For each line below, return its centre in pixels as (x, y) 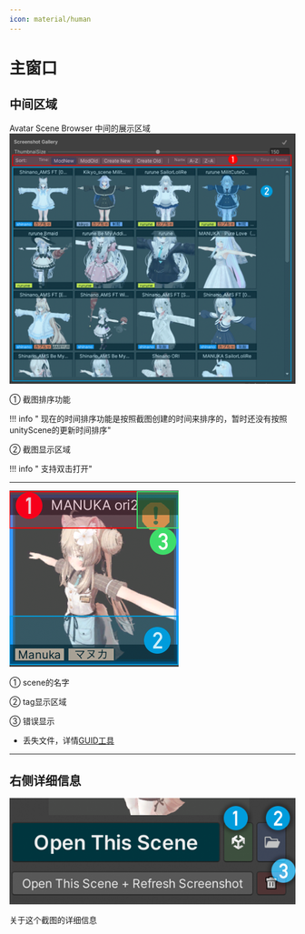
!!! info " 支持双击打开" (51, 469)
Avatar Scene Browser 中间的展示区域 (80, 128)
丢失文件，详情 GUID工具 (69, 740)
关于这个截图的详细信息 (53, 920)
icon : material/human (50, 19)
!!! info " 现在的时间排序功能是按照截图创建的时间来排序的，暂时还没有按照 (148, 419)
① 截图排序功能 (40, 399)
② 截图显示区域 (40, 449)
